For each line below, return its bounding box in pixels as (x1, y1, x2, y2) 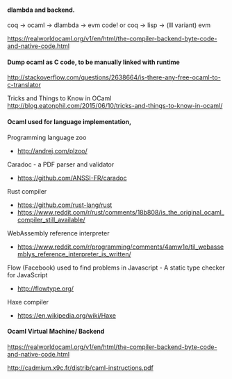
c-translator (7, 81, 42, 89)
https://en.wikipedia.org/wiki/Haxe (17, 311, 117, 320)
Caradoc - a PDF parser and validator (7, 160, 115, 169)
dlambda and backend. (7, 6, 75, 14)
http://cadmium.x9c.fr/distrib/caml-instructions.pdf (7, 363, 154, 372)
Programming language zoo (7, 133, 87, 141)
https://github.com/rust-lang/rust (17, 201, 113, 209)
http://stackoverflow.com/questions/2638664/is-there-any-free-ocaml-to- (7, 73, 221, 82)
